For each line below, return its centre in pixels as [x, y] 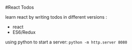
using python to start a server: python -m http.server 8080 [66, 42]
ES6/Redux [24, 32]
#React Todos [20, 7]
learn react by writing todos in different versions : [56, 17]
